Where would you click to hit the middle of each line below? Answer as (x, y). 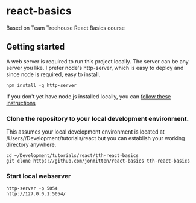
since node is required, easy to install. (53, 74)
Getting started (36, 47)
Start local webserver (39, 176)
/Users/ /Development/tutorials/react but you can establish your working (96, 138)
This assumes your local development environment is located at (85, 132)
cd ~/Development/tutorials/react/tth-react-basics (72, 156)
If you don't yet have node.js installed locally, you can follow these (89, 96)
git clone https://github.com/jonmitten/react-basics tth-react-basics (98, 161)
